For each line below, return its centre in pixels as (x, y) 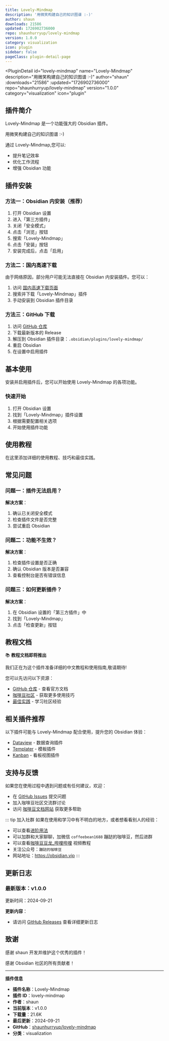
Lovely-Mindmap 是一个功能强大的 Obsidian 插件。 (58, 123)
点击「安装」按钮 (30, 244)
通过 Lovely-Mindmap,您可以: (36, 145)
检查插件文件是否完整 (34, 519)
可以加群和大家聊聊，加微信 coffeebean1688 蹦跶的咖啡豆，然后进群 (82, 837)
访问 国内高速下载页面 (35, 288)
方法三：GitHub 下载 (30, 315)
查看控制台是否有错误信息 (39, 575)
